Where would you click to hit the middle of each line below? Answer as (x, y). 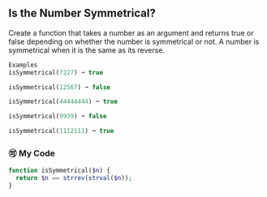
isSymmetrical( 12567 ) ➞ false (60, 87)
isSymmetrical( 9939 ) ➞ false (58, 117)
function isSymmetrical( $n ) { (60, 171)
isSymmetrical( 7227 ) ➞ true (56, 72)
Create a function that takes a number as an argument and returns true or (131, 32)
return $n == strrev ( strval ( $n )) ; (74, 178)
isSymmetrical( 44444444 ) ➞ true (63, 102)
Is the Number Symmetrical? (82, 13)
